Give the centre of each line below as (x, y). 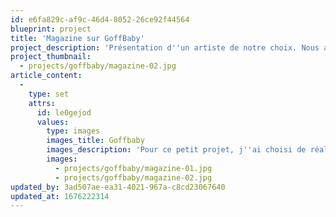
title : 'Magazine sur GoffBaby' (77, 38)
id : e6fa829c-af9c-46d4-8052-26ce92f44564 (100, 19)
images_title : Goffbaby (95, 141)
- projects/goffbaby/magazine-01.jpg (133, 168)
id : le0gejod (64, 112)
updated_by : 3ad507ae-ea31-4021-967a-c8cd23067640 (118, 187)
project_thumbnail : (51, 57)
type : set (49, 94)
